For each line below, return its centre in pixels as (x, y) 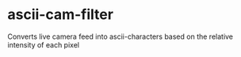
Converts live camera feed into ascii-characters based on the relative (120, 36)
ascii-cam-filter (61, 15)
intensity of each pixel (44, 44)
